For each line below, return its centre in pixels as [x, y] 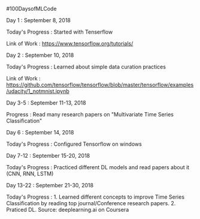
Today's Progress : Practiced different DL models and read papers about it [98, 167]
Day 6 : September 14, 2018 [40, 132]
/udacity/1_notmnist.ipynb [38, 91]
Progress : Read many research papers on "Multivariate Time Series [90, 114]
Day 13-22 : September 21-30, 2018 [50, 185]
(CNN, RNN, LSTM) [30, 174]
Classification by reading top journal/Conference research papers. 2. [91, 203]
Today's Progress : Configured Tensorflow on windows [74, 144]
